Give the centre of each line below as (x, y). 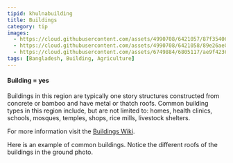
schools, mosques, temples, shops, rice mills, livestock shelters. (99, 117)
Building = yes (28, 81)
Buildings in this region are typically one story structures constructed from (113, 96)
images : (18, 33)
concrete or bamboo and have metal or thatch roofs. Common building (108, 103)
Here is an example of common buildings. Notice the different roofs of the (113, 144)
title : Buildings (32, 20)
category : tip (28, 26)
